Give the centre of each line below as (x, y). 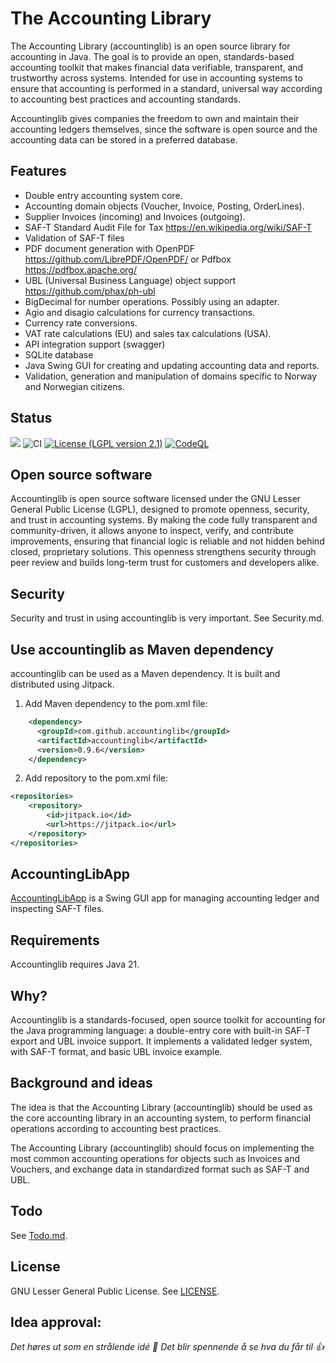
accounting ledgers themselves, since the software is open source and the (164, 129)
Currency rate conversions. (81, 323)
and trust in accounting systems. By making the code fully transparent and (164, 520)
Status (31, 418)
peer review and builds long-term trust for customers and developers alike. (165, 563)
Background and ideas (81, 1083)
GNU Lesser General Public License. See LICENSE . (115, 1291)
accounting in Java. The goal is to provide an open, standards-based (152, 56)
